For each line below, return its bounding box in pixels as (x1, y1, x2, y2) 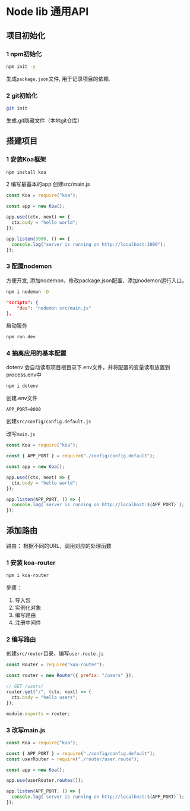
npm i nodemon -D (6, 289, 49, 295)
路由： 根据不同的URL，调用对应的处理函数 (6, 542, 112, 550)
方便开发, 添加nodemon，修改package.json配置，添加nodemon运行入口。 (6, 277, 187, 284)
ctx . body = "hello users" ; (11, 694, 78, 700)
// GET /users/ (6, 684, 44, 690)
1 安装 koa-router (6, 559, 56, 567)
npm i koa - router (6, 572, 49, 579)
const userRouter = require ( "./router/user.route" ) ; (6, 756, 140, 762)
